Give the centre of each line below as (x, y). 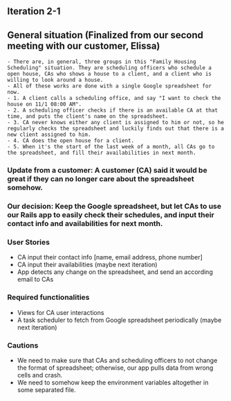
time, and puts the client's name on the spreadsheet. (88, 117)
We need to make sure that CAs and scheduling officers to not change (117, 360)
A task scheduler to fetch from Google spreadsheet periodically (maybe (119, 320)
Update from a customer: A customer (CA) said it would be (107, 171)
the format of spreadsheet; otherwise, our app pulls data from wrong (115, 368)
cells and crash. (40, 375)
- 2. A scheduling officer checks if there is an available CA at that (112, 110)
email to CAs (35, 280)
